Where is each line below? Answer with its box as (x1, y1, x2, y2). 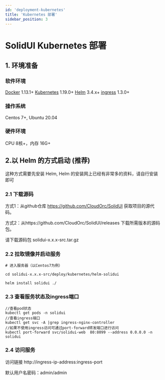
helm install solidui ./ (5, 281, 57, 286)
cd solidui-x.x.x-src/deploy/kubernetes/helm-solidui (5, 272, 120, 277)
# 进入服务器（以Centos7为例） (5, 263, 63, 268)
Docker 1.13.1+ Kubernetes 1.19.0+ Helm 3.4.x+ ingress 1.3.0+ (5, 89, 130, 95)
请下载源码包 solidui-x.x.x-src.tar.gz (5, 237, 79, 243)
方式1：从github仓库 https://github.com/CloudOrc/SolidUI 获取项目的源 (5, 203, 151, 209)
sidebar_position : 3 (5, 17, 48, 22)
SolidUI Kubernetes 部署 (5, 40, 107, 51)
